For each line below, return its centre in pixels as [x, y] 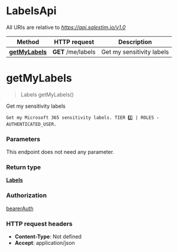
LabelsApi [31, 11]
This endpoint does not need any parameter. [60, 152]
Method [28, 41]
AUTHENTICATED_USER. [32, 124]
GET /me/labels [74, 51]
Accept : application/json [45, 243]
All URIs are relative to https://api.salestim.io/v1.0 [66, 27]
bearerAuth [20, 208]
